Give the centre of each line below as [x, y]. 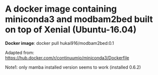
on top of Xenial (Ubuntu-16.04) [71, 30]
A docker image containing [61, 9]
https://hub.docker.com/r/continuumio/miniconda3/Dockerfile [67, 57]
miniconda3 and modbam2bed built [79, 19]
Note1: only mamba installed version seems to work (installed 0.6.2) [73, 67]
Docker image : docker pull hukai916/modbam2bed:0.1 [59, 43]
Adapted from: [20, 53]
